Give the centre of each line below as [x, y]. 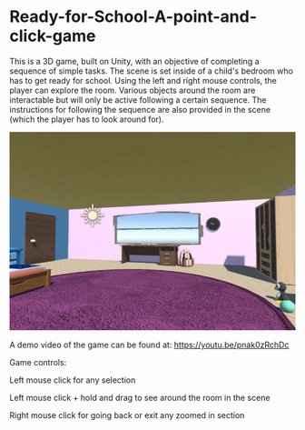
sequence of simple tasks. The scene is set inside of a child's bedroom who [151, 71]
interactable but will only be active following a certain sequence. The [138, 100]
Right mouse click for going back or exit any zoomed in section [127, 415]
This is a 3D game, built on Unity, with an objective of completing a [135, 61]
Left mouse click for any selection [73, 380]
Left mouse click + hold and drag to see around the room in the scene [140, 397]
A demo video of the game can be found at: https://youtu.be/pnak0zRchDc [149, 345]
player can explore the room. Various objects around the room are [133, 90]
